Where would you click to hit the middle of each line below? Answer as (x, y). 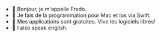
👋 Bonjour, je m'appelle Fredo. (49, 9)
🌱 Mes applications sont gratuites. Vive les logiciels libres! (84, 21)
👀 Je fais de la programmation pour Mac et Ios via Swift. (81, 15)
